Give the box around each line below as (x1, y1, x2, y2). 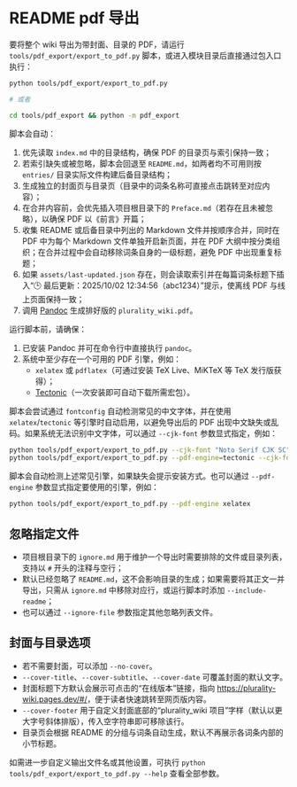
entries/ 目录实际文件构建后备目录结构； (21, 169, 173, 180)
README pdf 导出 (9, 8, 140, 28)
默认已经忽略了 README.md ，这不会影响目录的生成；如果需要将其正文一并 (21, 573, 286, 584)
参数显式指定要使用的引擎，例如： (34, 482, 159, 493)
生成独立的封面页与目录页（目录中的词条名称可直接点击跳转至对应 (21, 180, 263, 191)
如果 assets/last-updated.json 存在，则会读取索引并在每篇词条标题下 (21, 269, 277, 279)
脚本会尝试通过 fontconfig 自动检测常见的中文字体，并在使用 (9, 405, 232, 417)
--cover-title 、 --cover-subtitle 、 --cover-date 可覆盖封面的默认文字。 (21, 671, 288, 682)
